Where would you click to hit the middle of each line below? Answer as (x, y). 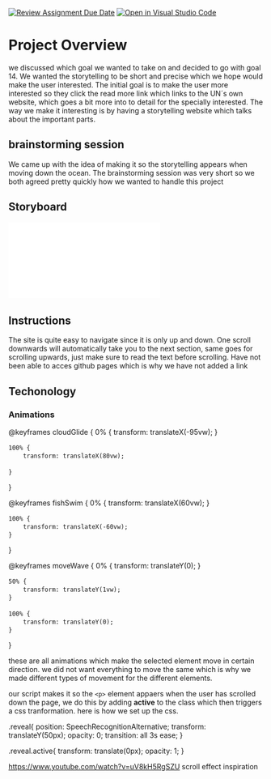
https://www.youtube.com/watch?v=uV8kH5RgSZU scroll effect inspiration (133, 767)
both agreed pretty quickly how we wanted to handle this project (116, 181)
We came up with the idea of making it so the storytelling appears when (128, 164)
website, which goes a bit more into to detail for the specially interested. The (136, 102)
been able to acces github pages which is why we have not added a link (128, 366)
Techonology (42, 392)
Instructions (40, 320)
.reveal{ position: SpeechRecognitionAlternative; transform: (107, 727)
